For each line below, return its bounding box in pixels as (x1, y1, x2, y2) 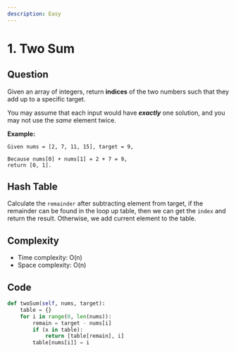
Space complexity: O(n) (17, 261, 87, 270)
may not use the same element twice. (7, 115, 116, 124)
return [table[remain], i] (44, 332, 125, 340)
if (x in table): (32, 326, 83, 333)
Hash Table (7, 181, 58, 193)
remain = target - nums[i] (32, 320, 112, 327)
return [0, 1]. (7, 161, 52, 169)
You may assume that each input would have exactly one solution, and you (7, 108, 225, 117)
